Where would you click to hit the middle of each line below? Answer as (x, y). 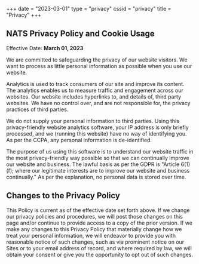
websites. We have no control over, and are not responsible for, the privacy (98, 103)
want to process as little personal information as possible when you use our (99, 66)
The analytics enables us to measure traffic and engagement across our (95, 90)
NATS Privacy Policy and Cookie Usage (81, 34)
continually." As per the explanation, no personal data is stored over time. (96, 177)
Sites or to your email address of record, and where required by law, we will (99, 248)
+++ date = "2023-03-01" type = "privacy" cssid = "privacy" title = (89, 9)
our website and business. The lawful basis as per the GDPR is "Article (93, 164)
